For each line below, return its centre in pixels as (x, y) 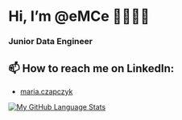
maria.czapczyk (46, 91)
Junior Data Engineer (50, 42)
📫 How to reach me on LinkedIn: (91, 68)
